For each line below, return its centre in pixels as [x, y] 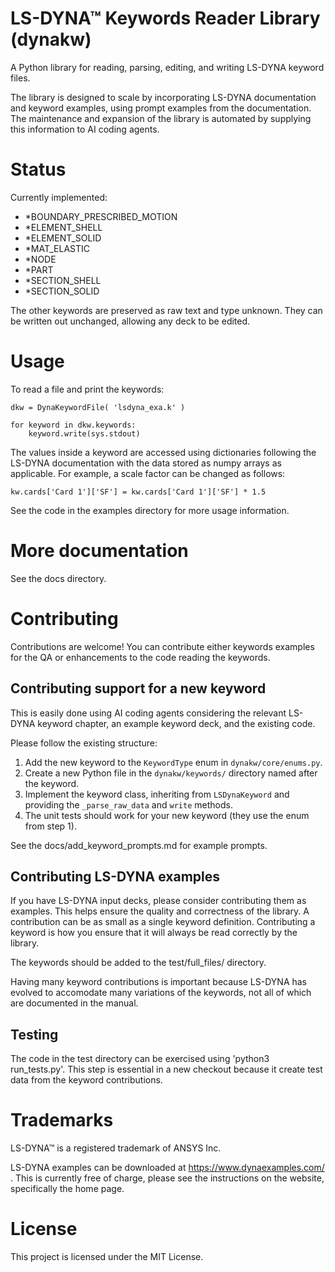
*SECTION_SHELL [63, 280]
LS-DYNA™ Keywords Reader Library [165, 18]
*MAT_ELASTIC [57, 248]
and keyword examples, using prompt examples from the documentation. [161, 108]
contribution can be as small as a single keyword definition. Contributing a [163, 922]
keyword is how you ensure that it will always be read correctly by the [154, 933]
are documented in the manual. [74, 1003]
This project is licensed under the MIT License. [107, 1256]
